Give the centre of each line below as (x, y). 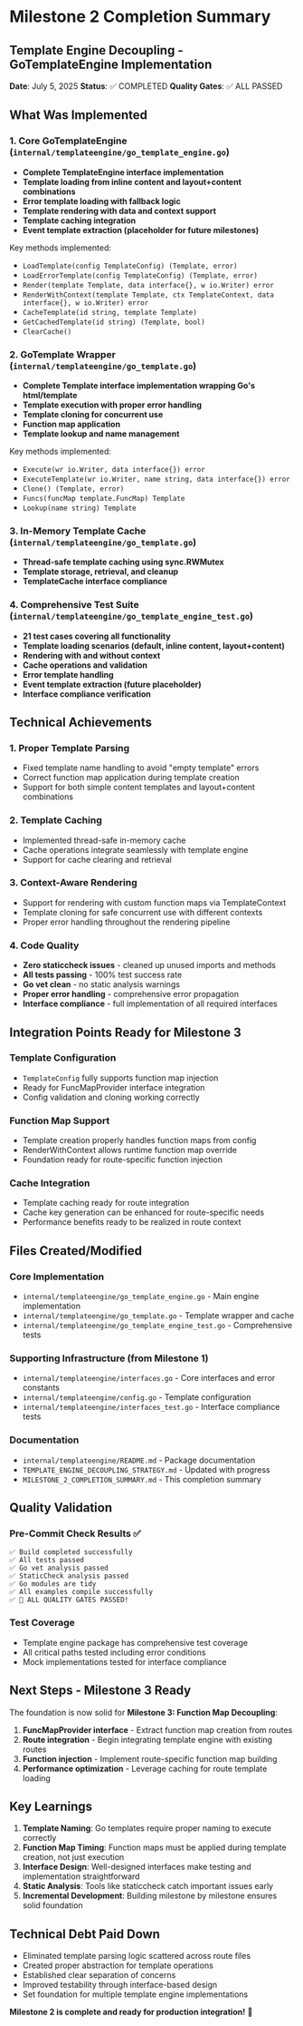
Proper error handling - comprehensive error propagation (131, 994)
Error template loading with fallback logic (101, 201)
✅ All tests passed (47, 1561)
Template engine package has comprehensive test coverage (135, 1642)
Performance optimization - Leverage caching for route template (145, 1768)
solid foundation (52, 1905)
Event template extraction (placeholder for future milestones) (141, 230)
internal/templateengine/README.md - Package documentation (139, 1460)
